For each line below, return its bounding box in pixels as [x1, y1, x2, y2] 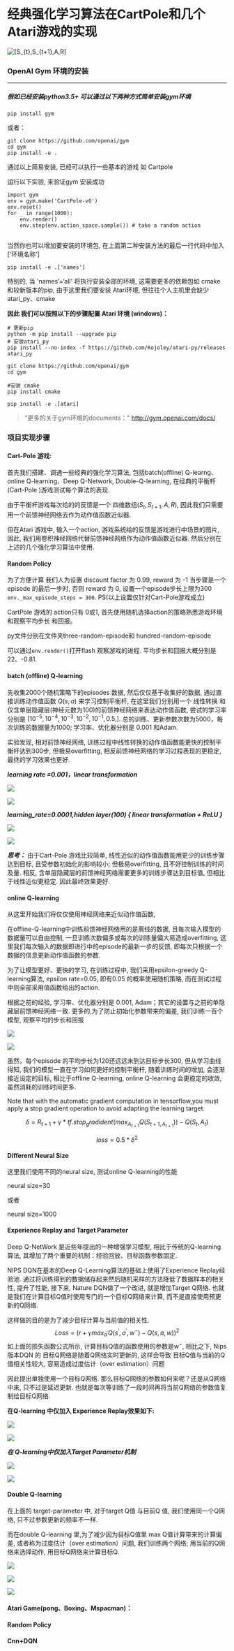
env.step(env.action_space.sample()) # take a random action [19, 222, 201, 229]
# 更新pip [7, 325, 33, 332]
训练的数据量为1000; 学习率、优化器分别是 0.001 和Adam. [13, 724, 179, 732]
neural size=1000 [7, 1210, 57, 1219]
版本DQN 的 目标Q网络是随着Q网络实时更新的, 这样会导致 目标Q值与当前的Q [7, 1351, 225, 1359]
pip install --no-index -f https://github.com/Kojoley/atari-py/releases [7, 344, 226, 351]
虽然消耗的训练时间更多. [7, 1083, 77, 1092]
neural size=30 [7, 1182, 51, 1190]
